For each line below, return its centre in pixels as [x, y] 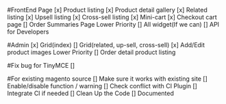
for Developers [28, 31]
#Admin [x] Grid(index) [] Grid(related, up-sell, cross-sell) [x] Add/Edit [106, 45]
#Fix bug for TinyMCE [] [41, 65]
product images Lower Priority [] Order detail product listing [91, 52]
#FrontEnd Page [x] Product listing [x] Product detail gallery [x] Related [107, 10]
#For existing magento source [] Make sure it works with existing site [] [107, 79]
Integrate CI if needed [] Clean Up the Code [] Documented [91, 93]
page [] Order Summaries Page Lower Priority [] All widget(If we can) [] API [113, 24]
